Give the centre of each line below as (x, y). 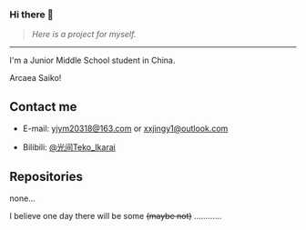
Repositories (46, 176)
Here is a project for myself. (84, 35)
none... (23, 198)
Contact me (43, 107)
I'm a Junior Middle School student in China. (92, 60)
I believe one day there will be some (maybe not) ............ (116, 215)
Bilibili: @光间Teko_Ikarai (69, 147)
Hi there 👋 (32, 15)
